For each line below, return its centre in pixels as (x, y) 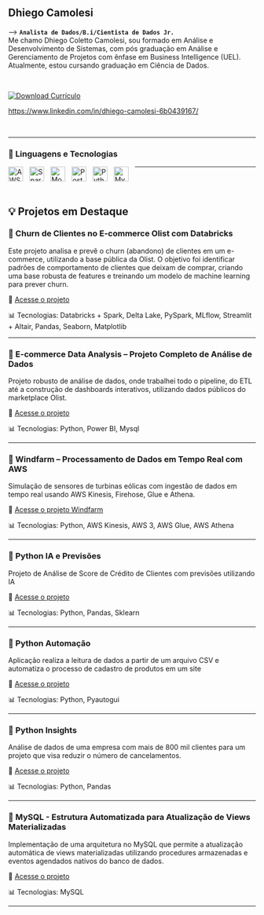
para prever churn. (38, 284)
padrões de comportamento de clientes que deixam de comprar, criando (126, 267)
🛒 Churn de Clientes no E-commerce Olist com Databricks (121, 233)
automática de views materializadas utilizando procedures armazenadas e (128, 852)
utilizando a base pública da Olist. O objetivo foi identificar (141, 259)
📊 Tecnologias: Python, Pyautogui (64, 699)
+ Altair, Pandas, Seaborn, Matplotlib (68, 326)
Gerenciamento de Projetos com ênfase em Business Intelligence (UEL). (125, 57)
